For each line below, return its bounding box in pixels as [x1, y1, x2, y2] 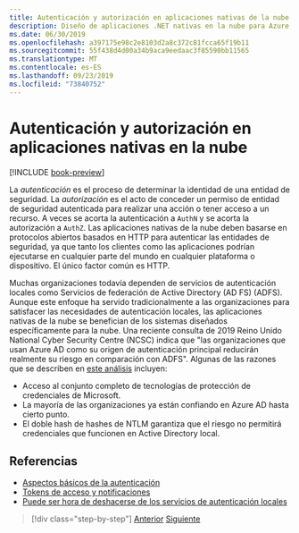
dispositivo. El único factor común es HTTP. [9, 260, 170, 271]
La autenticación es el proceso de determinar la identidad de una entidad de [9, 184, 290, 195]
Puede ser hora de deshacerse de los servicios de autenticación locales [21, 496, 287, 507]
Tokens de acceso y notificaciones [21, 486, 151, 497]
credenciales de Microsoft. [21, 390, 121, 401]
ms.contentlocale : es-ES [9, 63, 102, 72]
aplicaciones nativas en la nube [9, 137, 248, 157]
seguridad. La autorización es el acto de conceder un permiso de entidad [9, 193, 279, 204]
